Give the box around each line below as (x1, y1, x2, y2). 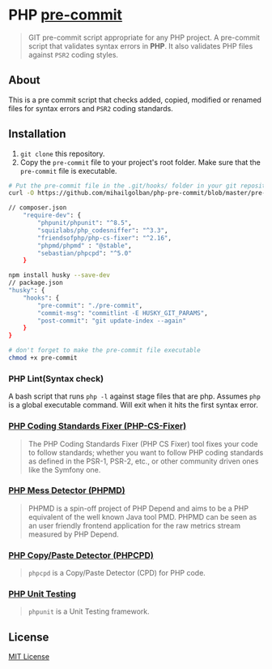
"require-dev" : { (23, 211, 82, 220)
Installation (8, 127, 66, 141)
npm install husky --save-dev (8, 271, 111, 279)
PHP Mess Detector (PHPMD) (8, 485, 125, 496)
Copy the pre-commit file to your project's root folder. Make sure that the (19, 157, 261, 167)
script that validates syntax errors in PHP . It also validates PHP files (28, 41, 253, 50)
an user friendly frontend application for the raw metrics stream (28, 520, 241, 530)
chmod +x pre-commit (8, 354, 79, 362)
